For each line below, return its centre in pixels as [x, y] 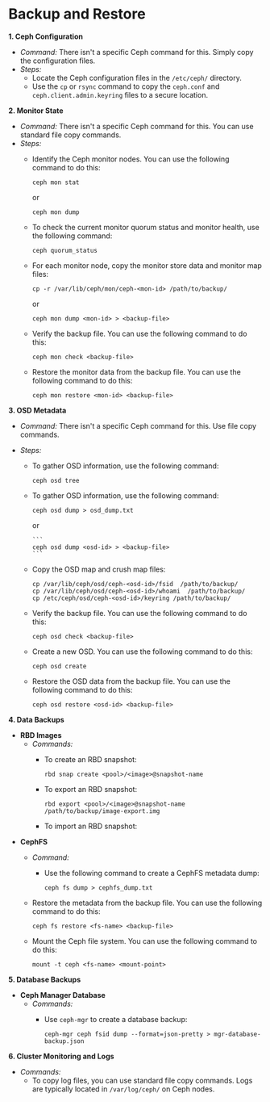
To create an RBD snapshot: [90, 759]
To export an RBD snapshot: [91, 789]
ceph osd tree [56, 480]
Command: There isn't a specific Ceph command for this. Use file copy [138, 425]
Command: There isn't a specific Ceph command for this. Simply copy [137, 52]
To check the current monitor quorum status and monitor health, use [145, 227]
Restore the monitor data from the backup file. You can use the [137, 371]
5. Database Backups [45, 979]
